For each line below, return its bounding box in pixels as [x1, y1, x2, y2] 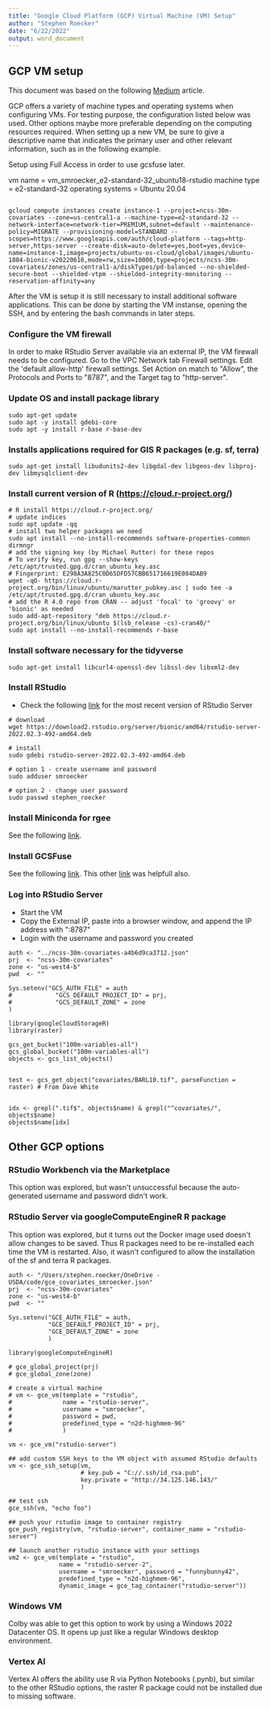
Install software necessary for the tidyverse [8, 645, 184, 656]
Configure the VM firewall [8, 328, 112, 340]
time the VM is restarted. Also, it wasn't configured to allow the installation [8, 1247, 255, 1256]
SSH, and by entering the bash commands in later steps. [8, 308, 196, 319]
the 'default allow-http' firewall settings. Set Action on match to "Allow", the [8, 364, 259, 374]
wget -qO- [8, 577, 42, 585]
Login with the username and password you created [19, 933, 193, 942]
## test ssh [8, 1497, 48, 1505]
